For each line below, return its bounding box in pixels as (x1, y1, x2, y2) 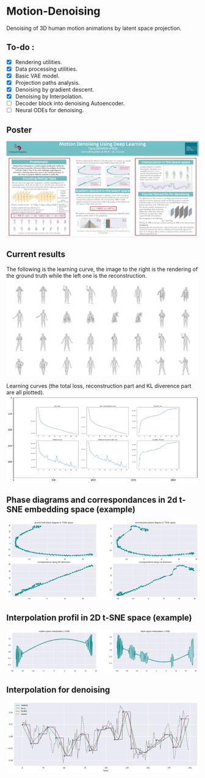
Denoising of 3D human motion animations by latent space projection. (6, 24, 182, 32)
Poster (6, 124, 32, 135)
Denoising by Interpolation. (15, 93, 84, 100)
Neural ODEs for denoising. (15, 107, 84, 114)
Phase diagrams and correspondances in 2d (6, 494, 178, 505)
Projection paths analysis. (15, 79, 81, 86)
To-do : (6, 42, 35, 52)
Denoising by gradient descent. (15, 86, 95, 93)
